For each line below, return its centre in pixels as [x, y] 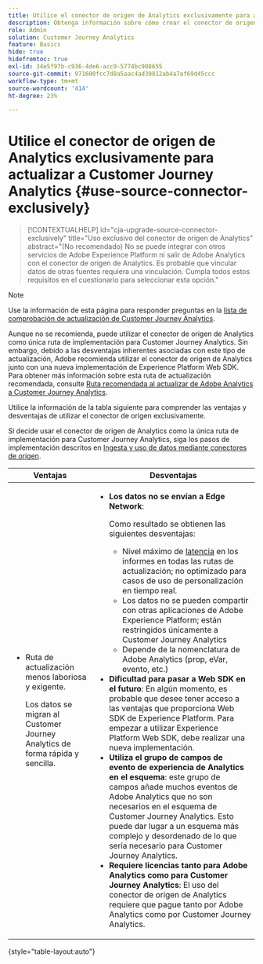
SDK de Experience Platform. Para [172, 718]
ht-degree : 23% [33, 96]
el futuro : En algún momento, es [168, 689]
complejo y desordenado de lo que [173, 836]
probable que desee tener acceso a [175, 699]
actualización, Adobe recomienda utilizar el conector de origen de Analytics [130, 359]
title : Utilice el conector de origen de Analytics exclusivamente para [129, 15]
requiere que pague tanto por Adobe [176, 905]
